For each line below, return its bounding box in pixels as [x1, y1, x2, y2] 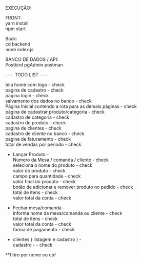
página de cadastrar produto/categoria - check [5, 109, 105, 115]
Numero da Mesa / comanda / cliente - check [12, 157, 109, 163]
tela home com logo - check [5, 82, 65, 87]
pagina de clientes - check [5, 125, 62, 131]
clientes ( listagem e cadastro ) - [12, 236, 82, 243]
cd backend [5, 41, 31, 47]
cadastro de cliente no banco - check [5, 130, 85, 137]
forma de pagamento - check [12, 227, 75, 232]
